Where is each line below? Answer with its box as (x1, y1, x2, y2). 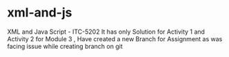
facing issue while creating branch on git (7, 42, 123, 50)
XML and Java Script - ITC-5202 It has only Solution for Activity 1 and (7, 27, 206, 36)
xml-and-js (7, 5, 72, 21)
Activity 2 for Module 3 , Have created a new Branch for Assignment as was (7, 34, 223, 43)
